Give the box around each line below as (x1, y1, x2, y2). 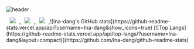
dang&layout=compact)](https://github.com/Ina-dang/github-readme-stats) (6, 36, 189, 43)
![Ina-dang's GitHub (49, 17, 98, 24)
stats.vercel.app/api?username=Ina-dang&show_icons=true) (6, 24, 153, 31)
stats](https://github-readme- (98, 17, 171, 24)
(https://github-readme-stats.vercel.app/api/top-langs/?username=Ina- (6, 30, 179, 37)
